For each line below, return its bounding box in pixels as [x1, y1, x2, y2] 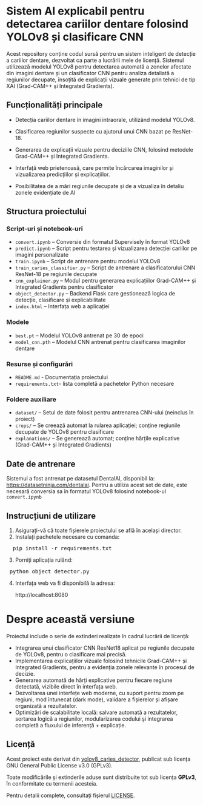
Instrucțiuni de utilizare [6, 511, 96, 521]
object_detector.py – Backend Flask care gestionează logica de [15, 290, 176, 297]
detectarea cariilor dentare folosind [6, 17, 189, 31]
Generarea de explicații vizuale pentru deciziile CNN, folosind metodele [15, 146, 194, 153]
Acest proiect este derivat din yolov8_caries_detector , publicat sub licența [6, 755, 191, 763]
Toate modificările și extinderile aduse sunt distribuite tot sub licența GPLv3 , [6, 773, 197, 781]
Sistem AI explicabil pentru [6, 4, 145, 18]
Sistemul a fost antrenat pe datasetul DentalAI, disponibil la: [6, 475, 155, 482]
